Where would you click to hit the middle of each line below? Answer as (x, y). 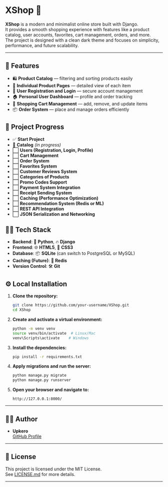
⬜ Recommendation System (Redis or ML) (58, 203)
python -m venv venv (34, 329)
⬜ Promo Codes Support (40, 182)
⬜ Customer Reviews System (45, 171)
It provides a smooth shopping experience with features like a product (77, 29)
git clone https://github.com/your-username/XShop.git (71, 305)
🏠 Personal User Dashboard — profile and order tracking (72, 96)
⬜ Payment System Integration (46, 187)
